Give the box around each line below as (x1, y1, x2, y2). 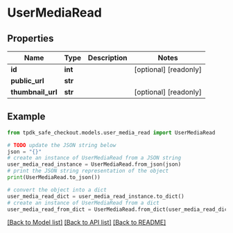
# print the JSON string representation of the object (7, 168, 169, 175)
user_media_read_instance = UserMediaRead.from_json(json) (7, 161, 182, 168)
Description (87, 53, 128, 62)
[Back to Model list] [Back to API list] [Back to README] (7, 218, 166, 227)
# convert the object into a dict (7, 186, 107, 193)
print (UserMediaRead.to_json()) (7, 174, 101, 181)
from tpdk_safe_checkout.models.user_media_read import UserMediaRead (7, 129, 216, 136)
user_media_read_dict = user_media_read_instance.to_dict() (7, 193, 185, 200)
